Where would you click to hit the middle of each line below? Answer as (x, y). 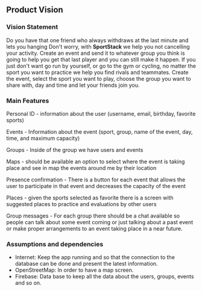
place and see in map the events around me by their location (81, 167)
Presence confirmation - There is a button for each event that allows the (96, 180)
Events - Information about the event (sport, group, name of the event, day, (99, 131)
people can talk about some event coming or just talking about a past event (100, 222)
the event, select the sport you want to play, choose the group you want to (99, 78)
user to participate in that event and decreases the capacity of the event (96, 186)
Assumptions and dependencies (55, 244)
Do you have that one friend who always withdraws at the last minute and (97, 40)
